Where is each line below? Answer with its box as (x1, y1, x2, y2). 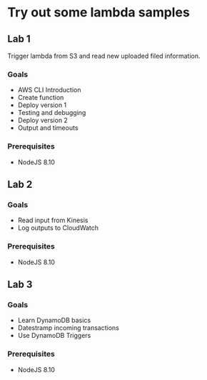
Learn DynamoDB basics (17, 316, 91, 325)
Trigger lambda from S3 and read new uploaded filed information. (7, 51, 201, 60)
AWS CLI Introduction (17, 86, 81, 94)
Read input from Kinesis (17, 216, 89, 225)
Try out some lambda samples (7, 4, 191, 21)
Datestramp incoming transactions (17, 324, 120, 332)
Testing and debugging (17, 109, 86, 117)
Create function (17, 94, 64, 102)
